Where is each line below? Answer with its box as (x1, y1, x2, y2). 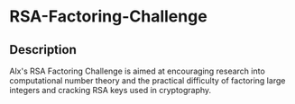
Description (9, 42, 77, 57)
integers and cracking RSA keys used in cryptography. (9, 85, 212, 95)
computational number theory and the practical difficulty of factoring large (9, 75, 286, 86)
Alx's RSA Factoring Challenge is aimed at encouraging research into (9, 65, 266, 76)
